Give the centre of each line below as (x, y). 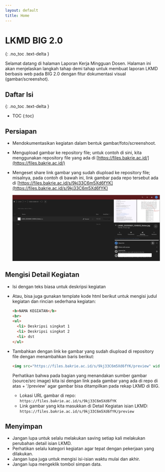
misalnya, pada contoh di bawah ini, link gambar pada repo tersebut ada (85, 178)
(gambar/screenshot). (27, 79)
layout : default (22, 10)
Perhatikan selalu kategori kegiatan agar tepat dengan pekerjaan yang (83, 448)
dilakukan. (23, 454)
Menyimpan (24, 427)
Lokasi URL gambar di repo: (48, 395)
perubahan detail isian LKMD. (42, 444)
